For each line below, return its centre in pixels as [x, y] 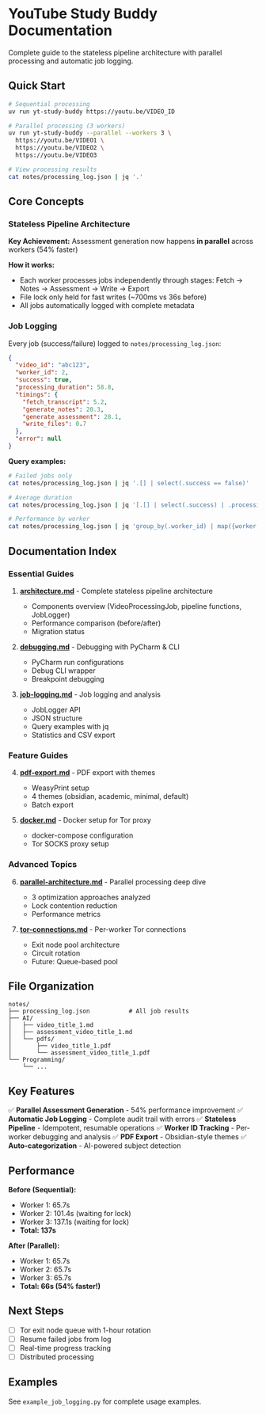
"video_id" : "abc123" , [53, 365]
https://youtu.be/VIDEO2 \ [60, 148]
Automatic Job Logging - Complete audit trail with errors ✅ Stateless [122, 1119]
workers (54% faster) [43, 249]
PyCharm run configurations [78, 662]
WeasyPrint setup [60, 788]
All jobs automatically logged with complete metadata [107, 306]
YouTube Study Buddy [83, 14]
